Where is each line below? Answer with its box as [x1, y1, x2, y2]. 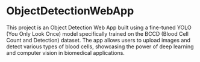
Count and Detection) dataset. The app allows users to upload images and [6, 36, 191, 44]
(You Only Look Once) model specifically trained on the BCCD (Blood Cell [6, 30, 189, 37]
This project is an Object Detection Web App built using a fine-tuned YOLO [6, 24, 192, 31]
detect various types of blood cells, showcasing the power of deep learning [6, 43, 194, 50]
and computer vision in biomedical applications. [6, 49, 125, 56]
